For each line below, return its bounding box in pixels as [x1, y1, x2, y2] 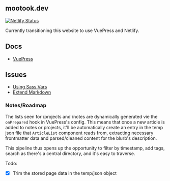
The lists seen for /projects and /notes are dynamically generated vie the [5, 113, 158, 119]
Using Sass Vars [12, 84, 47, 90]
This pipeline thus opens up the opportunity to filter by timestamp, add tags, [5, 145, 165, 151]
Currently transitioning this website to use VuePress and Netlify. [5, 27, 139, 34]
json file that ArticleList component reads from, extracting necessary [5, 130, 154, 136]
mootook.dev [5, 4, 49, 13]
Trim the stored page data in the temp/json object [12, 170, 117, 176]
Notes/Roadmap [5, 102, 47, 109]
